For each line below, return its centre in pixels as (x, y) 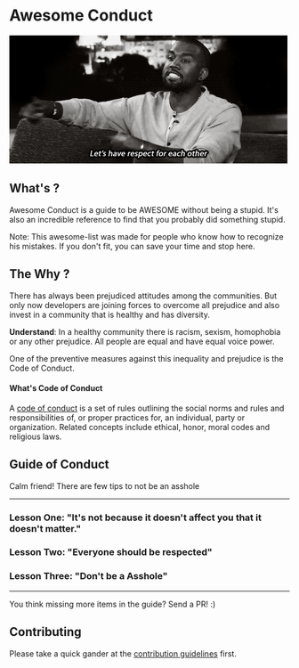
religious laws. (36, 436)
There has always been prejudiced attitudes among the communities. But (143, 296)
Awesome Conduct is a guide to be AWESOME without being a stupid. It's (144, 209)
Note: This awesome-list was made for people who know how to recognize (146, 236)
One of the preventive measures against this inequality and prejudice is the (146, 358)
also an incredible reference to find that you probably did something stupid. (148, 219)
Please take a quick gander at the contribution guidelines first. (123, 653)
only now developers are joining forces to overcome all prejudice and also (145, 305)
